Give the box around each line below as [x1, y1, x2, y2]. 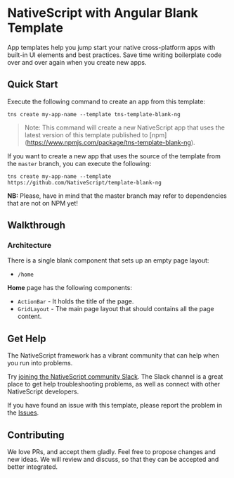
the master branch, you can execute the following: [7, 159, 152, 168]
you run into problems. [7, 359, 73, 367]
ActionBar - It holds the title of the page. [17, 297, 134, 306]
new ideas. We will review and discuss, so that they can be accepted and [7, 455, 219, 464]
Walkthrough [7, 220, 65, 232]
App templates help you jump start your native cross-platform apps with [7, 43, 216, 51]
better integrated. [7, 463, 58, 471]
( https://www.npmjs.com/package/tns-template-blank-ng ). [24, 138, 195, 146]
